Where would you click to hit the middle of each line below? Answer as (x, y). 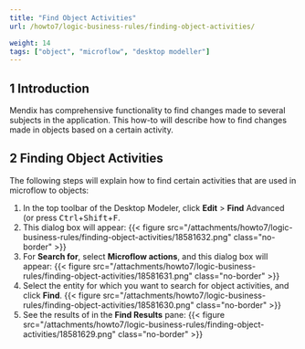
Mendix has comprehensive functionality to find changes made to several (147, 111)
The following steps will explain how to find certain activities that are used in (153, 180)
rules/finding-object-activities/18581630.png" (108, 305)
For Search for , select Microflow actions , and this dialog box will (145, 256)
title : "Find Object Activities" (73, 18)
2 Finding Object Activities (87, 159)
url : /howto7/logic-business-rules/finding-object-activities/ (132, 26)
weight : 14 (30, 43)
